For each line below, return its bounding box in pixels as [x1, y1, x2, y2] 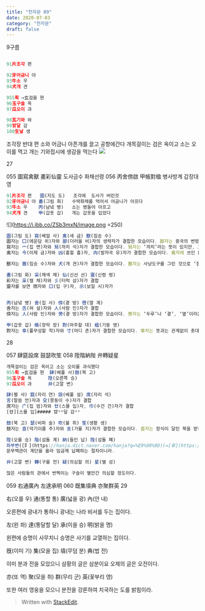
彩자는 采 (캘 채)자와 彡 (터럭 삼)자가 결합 [6, 277, 99, 283]
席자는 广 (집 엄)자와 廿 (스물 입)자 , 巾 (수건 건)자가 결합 [6, 403, 134, 410]
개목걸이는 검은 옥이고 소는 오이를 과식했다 [6, 364, 99, 370]
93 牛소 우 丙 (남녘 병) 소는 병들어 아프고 [6, 204, 111, 210]
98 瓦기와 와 [6, 117, 32, 123]
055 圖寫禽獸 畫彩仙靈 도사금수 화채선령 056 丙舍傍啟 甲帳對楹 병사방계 [6, 173, 183, 180]
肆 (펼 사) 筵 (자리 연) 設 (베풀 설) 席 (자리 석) [6, 392, 112, 398]
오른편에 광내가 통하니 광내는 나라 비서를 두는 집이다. [6, 508, 132, 515]
